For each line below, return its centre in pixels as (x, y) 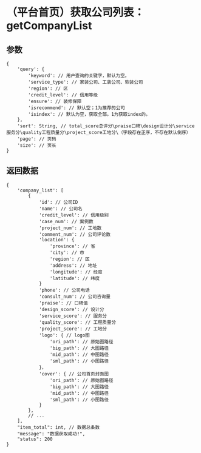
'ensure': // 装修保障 (55, 101)
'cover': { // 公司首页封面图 (74, 374)
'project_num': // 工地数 (70, 228)
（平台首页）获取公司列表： (76, 12)
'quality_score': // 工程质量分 (77, 322)
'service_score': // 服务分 (73, 316)
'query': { (31, 69)
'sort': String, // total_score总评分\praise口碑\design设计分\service (106, 126)
